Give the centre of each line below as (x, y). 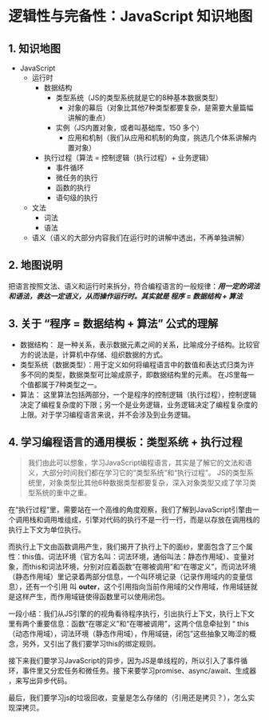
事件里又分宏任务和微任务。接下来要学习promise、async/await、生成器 (139, 671)
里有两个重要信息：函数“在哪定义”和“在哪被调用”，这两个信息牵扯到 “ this (129, 624)
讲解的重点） (89, 118)
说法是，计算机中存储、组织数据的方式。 (101, 354)
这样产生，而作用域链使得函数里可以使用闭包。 (92, 597)
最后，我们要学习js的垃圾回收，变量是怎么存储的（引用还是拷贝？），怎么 (128, 698)
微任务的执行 (77, 178)
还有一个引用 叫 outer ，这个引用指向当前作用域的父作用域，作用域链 (138, 587)
